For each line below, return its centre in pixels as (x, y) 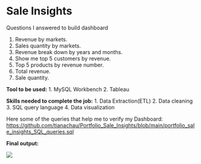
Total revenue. (33, 71)
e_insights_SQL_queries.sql (40, 132)
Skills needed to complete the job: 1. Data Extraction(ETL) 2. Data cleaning (100, 101)
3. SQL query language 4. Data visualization (60, 107)
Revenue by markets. (41, 39)
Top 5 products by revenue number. (59, 65)
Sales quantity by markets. (48, 46)
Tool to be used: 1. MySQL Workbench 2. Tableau (68, 89)
